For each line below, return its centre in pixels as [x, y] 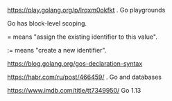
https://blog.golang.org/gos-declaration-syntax [75, 64]
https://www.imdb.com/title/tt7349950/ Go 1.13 [74, 90]
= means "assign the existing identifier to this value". [82, 37]
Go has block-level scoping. [47, 23]
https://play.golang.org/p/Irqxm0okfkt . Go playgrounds [86, 10]
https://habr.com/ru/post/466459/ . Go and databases [84, 77]
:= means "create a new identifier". [57, 50]
